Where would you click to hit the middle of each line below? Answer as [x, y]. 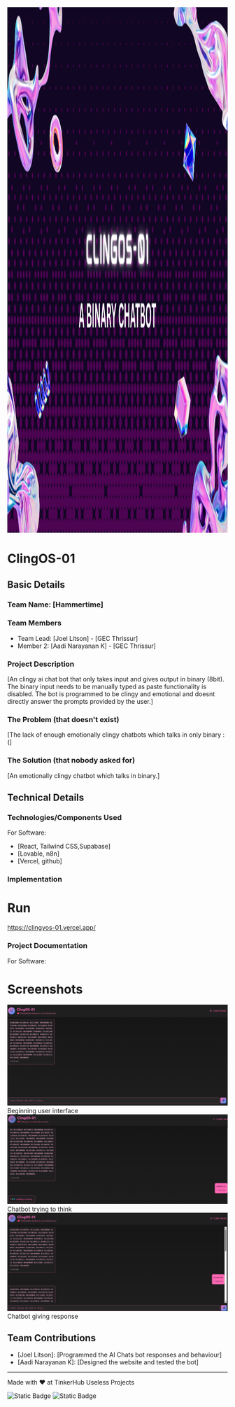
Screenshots [45, 989]
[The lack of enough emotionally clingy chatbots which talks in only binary [114, 735]
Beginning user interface [43, 1111]
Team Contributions [52, 1338]
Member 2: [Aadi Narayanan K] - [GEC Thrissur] [86, 646]
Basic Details [36, 585]
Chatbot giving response [43, 1316]
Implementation [35, 879]
